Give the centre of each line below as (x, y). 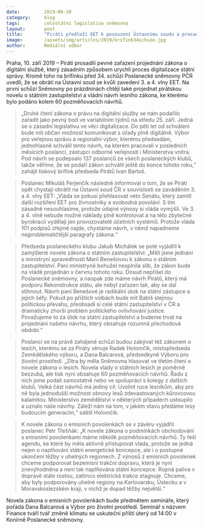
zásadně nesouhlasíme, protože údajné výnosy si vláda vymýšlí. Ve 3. (108, 208)
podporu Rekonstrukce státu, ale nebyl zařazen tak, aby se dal (98, 285)
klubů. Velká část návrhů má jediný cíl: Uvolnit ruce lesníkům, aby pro (108, 387)
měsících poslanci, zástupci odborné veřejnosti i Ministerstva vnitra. (106, 151)
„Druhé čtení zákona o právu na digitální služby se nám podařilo (100, 113)
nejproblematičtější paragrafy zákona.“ (69, 235)
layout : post (31, 29)
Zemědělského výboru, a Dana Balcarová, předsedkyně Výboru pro (105, 354)
